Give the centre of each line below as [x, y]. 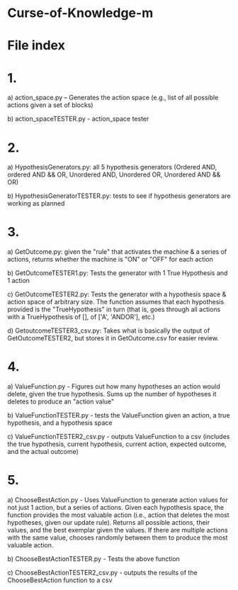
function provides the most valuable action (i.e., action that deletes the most [118, 515]
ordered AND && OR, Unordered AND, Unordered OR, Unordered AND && [114, 174]
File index [36, 46]
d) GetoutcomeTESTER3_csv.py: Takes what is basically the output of [109, 330]
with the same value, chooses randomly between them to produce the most [118, 538]
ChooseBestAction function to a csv [60, 580]
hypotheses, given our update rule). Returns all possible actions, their [109, 523]
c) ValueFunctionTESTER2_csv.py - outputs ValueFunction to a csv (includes [119, 437]
